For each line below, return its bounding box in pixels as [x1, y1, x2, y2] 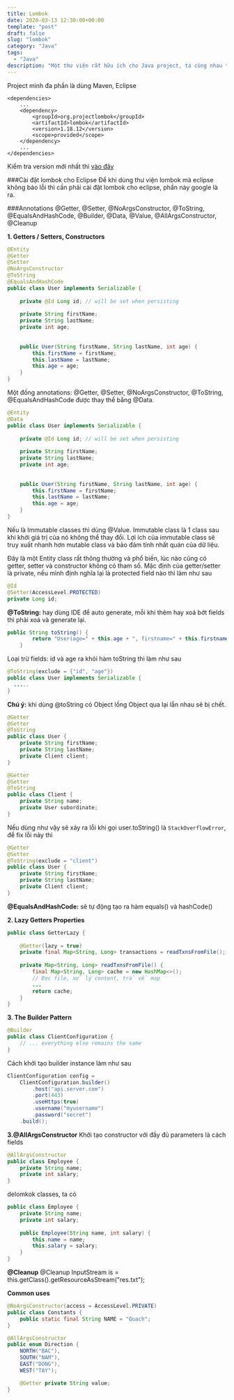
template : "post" [7, 23, 58, 30]
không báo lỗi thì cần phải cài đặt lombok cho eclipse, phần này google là [7, 183, 218, 191]
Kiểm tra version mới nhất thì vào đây [7, 162, 114, 170]
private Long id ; [7, 595, 58, 603]
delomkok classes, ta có [7, 1190, 77, 1198]
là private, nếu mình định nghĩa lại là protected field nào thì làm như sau [7, 568, 212, 577]
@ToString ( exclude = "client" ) [7, 857, 98, 864]
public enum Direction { [7, 1341, 79, 1348]
